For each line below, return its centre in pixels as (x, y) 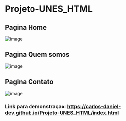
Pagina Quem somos (37, 54)
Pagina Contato (29, 82)
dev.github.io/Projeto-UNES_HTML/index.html (62, 113)
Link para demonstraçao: (36, 106)
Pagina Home (26, 27)
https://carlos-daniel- (94, 106)
